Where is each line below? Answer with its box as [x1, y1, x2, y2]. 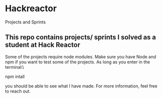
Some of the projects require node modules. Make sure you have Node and [5, 54, 156, 59]
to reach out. [5, 88, 31, 94]
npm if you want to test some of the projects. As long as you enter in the [5, 59, 150, 65]
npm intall [5, 74, 25, 79]
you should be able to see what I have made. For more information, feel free [5, 83, 158, 89]
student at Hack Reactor [5, 41, 81, 49]
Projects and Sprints [5, 19, 46, 25]
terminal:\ [5, 64, 24, 70]
